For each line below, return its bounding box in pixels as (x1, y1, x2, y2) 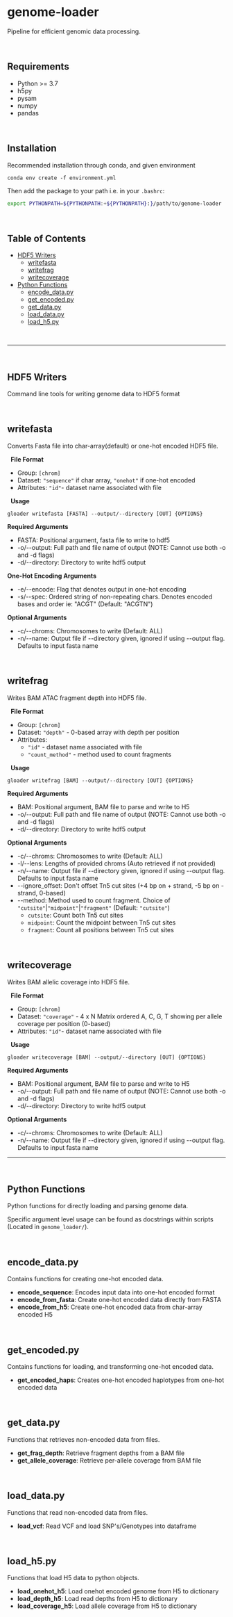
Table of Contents (7, 232, 87, 244)
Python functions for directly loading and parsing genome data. (7, 1202, 189, 1210)
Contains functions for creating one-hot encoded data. (7, 1275, 164, 1283)
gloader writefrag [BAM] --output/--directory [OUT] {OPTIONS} (7, 777, 194, 784)
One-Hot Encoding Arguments (7, 571, 97, 580)
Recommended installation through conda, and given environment (7, 161, 196, 169)
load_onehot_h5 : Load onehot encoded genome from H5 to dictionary (17, 1587, 219, 1595)
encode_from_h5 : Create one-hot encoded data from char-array (17, 1303, 202, 1311)
